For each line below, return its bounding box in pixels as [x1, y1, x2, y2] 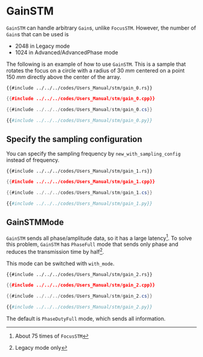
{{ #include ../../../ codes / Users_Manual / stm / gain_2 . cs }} [6, 293, 153, 299]
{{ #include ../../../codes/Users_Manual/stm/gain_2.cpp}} [6, 282, 155, 288]
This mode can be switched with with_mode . [6, 260, 115, 267]
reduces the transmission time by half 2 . [6, 247, 105, 256]
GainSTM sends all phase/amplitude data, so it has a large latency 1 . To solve [6, 233, 192, 242]
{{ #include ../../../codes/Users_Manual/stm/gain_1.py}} [6, 201, 153, 207]
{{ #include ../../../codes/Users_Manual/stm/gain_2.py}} [6, 304, 153, 310]
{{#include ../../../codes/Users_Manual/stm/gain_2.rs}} [6, 272, 153, 278]
